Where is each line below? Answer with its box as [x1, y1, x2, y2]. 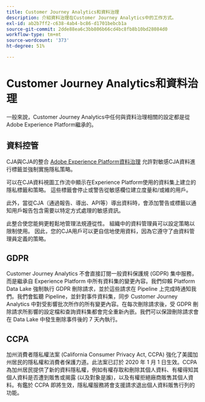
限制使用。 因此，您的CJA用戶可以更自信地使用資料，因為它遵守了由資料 [6, 227, 190, 235]
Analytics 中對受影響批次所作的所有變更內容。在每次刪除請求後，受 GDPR [6, 301, 192, 308]
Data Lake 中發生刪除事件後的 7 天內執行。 [13, 316, 121, 323]
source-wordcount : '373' [6, 37, 70, 43]
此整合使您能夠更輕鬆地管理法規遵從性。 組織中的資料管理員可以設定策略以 [6, 219, 195, 227]
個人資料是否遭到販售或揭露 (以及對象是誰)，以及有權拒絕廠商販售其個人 [6, 374, 189, 381]
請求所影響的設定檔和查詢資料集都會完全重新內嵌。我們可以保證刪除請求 [11, 308, 193, 315]
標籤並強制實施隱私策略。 [11, 166, 76, 173]
